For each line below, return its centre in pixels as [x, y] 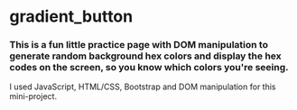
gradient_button [71, 17]
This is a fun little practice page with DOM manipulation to [139, 45]
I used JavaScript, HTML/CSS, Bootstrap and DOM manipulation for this [143, 87]
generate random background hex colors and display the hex [145, 56]
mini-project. [33, 96]
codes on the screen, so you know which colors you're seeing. [149, 68]
